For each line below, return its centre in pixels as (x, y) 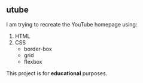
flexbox (33, 61)
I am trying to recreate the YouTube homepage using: (72, 24)
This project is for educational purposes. (57, 73)
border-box (38, 49)
